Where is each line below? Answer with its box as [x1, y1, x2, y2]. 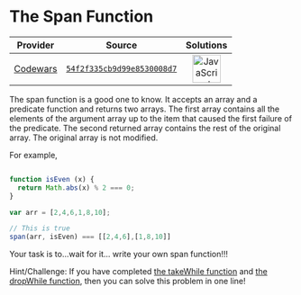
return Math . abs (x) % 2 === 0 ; [17, 183, 135, 192]
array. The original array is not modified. [9, 132, 159, 143]
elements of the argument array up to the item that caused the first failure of [9, 112, 293, 123]
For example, [9, 149, 59, 160]
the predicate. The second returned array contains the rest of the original [9, 122, 281, 133]
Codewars [14, 62, 58, 75]
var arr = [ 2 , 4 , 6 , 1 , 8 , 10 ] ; [9, 208, 111, 217]
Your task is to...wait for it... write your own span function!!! [9, 249, 228, 260]
